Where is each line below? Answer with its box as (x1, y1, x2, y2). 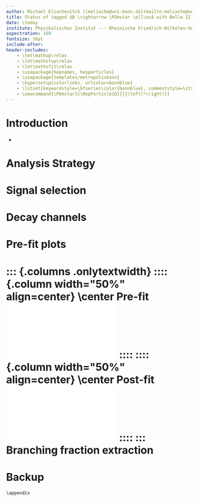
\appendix (6, 490, 31, 496)
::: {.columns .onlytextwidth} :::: (6, 265, 168, 278)
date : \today (6, 19, 38, 25)
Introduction (6, 116, 68, 130)
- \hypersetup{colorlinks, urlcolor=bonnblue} (16, 80, 133, 86)
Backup (6, 470, 44, 484)
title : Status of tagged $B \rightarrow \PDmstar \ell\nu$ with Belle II (6, 14, 192, 20)
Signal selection (6, 184, 87, 197)
